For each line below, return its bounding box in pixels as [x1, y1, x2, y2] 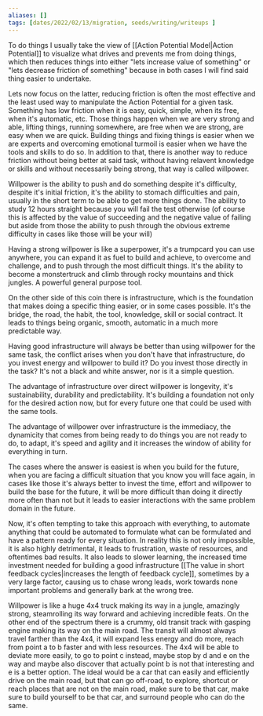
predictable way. [8, 326, 62, 336]
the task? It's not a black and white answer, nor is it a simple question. [8, 366, 235, 376]
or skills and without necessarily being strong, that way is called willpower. [8, 164, 250, 173]
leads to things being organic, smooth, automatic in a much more [8, 318, 218, 327]
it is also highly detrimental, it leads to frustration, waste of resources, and [8, 543, 248, 553]
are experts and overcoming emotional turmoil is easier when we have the [8, 139, 247, 148]
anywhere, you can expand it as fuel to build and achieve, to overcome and [8, 253, 251, 262]
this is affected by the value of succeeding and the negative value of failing [8, 213, 251, 222]
